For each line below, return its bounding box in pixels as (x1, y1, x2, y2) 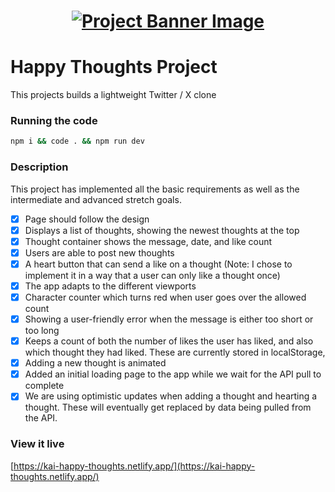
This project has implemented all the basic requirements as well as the (10, 183, 300, 195)
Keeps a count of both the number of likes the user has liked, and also (24, 335, 314, 347)
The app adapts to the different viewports (24, 280, 197, 292)
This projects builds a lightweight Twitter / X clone (10, 89, 217, 101)
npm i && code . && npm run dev (10, 136, 145, 147)
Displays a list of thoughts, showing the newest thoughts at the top (24, 224, 300, 236)
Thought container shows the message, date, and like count (24, 235, 273, 247)
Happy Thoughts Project (10, 56, 218, 79)
